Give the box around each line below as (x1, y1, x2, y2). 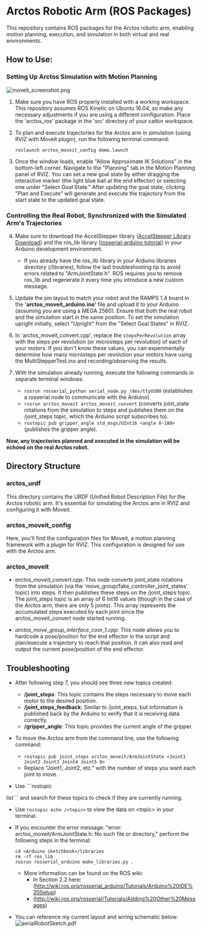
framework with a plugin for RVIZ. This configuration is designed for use (6, 541, 185, 548)
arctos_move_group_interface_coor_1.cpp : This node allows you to (14, 626, 180, 634)
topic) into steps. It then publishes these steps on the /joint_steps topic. (14, 589, 192, 596)
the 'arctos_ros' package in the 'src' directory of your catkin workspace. (14, 117, 194, 124)
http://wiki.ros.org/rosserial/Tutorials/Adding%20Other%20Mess (35, 895, 196, 903)
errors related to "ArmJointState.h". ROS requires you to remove (23, 270, 182, 277)
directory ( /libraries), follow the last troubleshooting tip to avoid (23, 263, 181, 270)
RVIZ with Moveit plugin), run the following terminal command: (14, 135, 170, 142)
